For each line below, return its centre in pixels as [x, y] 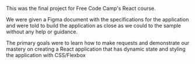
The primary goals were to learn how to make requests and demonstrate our [98, 43]
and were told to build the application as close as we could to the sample [94, 26]
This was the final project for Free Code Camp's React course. [81, 8]
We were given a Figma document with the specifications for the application [97, 19]
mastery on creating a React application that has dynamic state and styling [96, 49]
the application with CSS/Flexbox [46, 55]
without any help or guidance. [42, 32]
